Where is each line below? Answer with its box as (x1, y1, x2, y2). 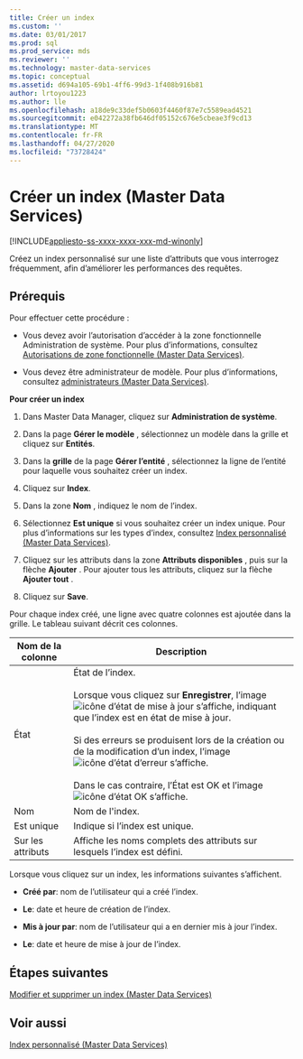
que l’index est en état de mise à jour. (73, 711, 232, 724)
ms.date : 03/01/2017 (9, 30, 87, 39)
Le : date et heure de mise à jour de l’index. (22, 939, 181, 950)
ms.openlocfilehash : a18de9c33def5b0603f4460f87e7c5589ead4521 (9, 106, 252, 115)
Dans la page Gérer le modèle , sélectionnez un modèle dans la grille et (22, 429, 289, 440)
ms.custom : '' (9, 22, 63, 31)
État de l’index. (73, 666, 136, 679)
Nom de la (16, 640, 61, 653)
